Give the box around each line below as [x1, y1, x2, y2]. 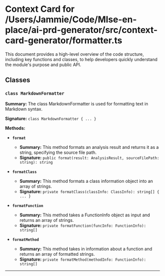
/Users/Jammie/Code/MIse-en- [5, 14, 137, 25]
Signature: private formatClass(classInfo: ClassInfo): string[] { [19, 188, 160, 194]
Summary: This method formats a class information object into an [19, 178, 153, 184]
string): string [19, 160, 53, 165]
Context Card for [5, 3, 75, 15]
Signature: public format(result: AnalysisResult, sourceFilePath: [19, 154, 160, 161]
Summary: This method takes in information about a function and [19, 245, 152, 252]
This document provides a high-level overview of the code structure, [5, 51, 144, 57]
